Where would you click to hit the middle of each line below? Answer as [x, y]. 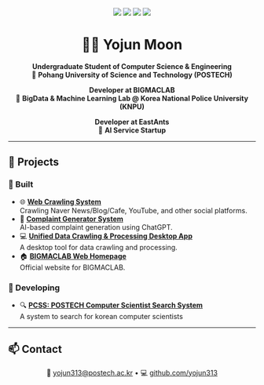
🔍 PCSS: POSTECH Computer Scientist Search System [111, 305]
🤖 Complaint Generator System [71, 219]
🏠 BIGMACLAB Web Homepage [73, 256]
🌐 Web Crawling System [60, 202]
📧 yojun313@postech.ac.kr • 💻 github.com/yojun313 [132, 372]
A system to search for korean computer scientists [101, 316]
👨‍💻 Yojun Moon [132, 45]
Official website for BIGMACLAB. [72, 267]
